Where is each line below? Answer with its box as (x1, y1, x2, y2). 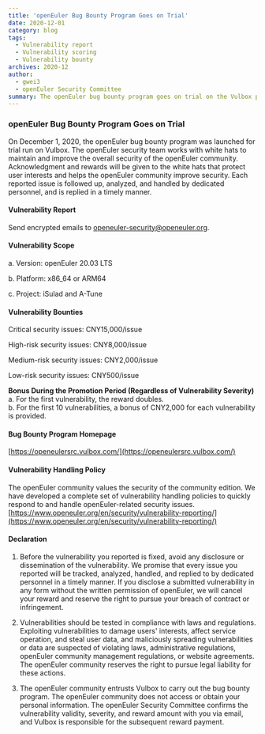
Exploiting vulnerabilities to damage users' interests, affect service (19, 626, 237, 635)
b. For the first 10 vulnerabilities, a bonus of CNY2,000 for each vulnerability (8, 403, 256, 412)
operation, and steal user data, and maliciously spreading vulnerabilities (19, 634, 254, 644)
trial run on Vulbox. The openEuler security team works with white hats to (8, 145, 247, 154)
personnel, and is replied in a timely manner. (8, 187, 152, 196)
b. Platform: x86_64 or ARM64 (8, 274, 106, 283)
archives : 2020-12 (8, 63, 69, 71)
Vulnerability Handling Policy (8, 464, 106, 475)
